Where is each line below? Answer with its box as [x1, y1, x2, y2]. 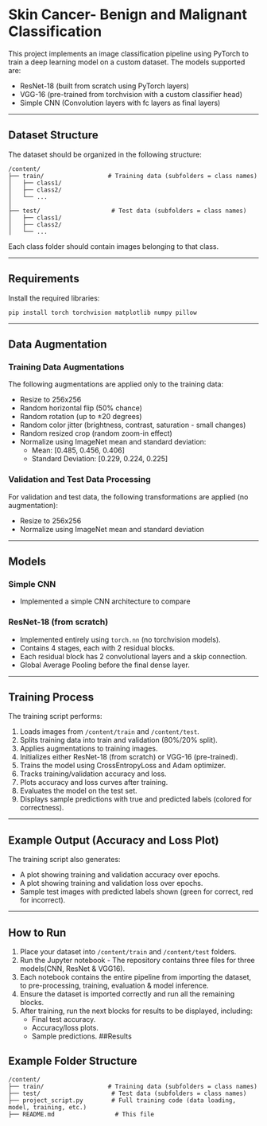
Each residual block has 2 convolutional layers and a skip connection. [19, 651, 248, 661]
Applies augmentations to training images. [19, 744, 158, 753]
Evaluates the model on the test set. [19, 786, 137, 796]
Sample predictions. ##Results [31, 1031, 133, 1041]
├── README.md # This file [8, 1110, 155, 1118]
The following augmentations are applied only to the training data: [8, 379, 224, 389]
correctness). [19, 803, 64, 813]
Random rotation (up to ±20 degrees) [19, 412, 142, 421]
